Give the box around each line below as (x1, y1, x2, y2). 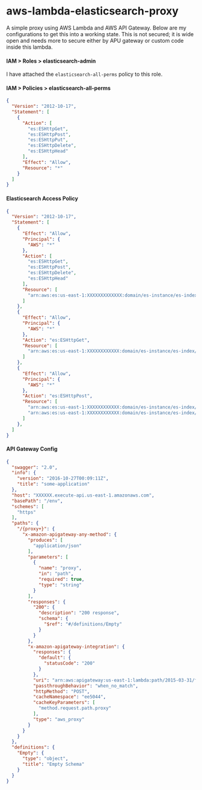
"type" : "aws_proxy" (32, 716, 85, 723)
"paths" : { (11, 520, 39, 527)
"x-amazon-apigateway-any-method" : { (22, 531, 117, 538)
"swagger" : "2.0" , (11, 464, 58, 471)
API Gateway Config (6, 445, 58, 453)
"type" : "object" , (22, 756, 69, 762)
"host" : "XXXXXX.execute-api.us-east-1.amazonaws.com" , (11, 492, 155, 498)
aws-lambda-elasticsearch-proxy (6, 4, 179, 18)
